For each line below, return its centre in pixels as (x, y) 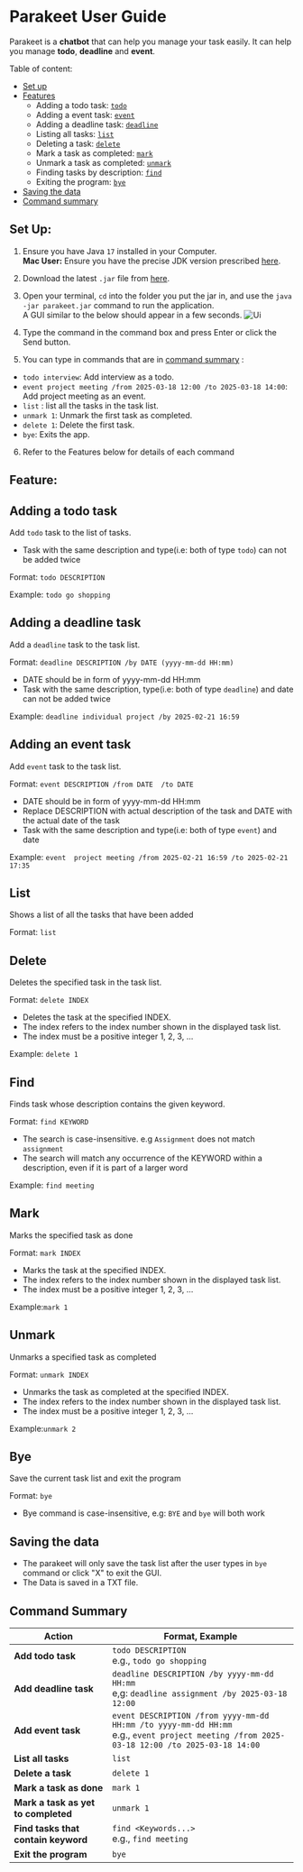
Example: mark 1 (39, 1307)
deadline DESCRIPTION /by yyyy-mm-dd (193, 1674)
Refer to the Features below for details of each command (128, 452)
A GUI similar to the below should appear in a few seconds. (132, 315)
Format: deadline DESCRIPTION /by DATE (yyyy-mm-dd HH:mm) (122, 662)
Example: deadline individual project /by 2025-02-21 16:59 (124, 716)
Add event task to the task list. (65, 766)
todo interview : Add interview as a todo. (98, 377)
